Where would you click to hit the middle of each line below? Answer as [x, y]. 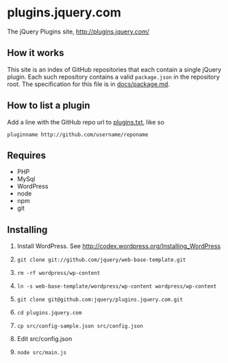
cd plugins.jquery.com [49, 313]
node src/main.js [42, 353]
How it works [36, 53]
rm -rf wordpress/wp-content [59, 273]
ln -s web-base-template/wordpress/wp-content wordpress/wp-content [117, 286]
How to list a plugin [49, 106]
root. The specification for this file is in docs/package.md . [88, 84]
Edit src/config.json [45, 339]
